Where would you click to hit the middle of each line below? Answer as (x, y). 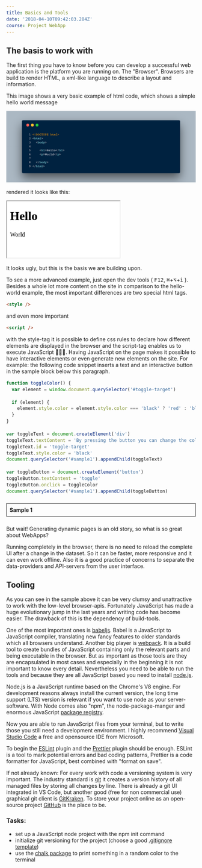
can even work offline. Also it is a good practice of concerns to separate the (100, 559)
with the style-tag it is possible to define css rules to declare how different (98, 339)
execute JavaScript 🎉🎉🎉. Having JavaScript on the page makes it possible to (101, 352)
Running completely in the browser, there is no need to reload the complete (99, 547)
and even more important (38, 316)
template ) (27, 846)
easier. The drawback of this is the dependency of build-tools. (83, 618)
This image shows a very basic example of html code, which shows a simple (101, 96)
